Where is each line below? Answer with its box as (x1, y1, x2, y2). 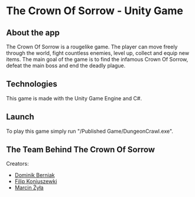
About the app (6, 28, 60, 38)
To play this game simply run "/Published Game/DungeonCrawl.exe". (6, 127, 173, 134)
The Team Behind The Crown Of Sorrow (6, 145, 155, 155)
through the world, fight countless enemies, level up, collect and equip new (6, 50, 190, 57)
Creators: (6, 160, 29, 168)
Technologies (6, 79, 58, 89)
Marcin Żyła (14, 184, 44, 191)
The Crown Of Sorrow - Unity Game (6, 4, 184, 18)
